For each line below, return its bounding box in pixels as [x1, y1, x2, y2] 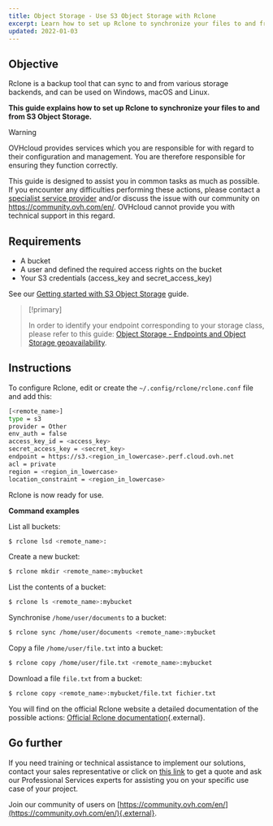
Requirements [8, 234, 81, 248]
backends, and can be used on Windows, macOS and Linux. [8, 87, 210, 98]
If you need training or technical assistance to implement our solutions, [8, 758, 246, 767]
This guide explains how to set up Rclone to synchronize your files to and [8, 103, 260, 113]
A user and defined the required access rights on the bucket [19, 265, 223, 274]
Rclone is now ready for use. [8, 489, 104, 500]
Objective [8, 57, 59, 71]
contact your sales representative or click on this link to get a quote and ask [8, 766, 262, 776]
